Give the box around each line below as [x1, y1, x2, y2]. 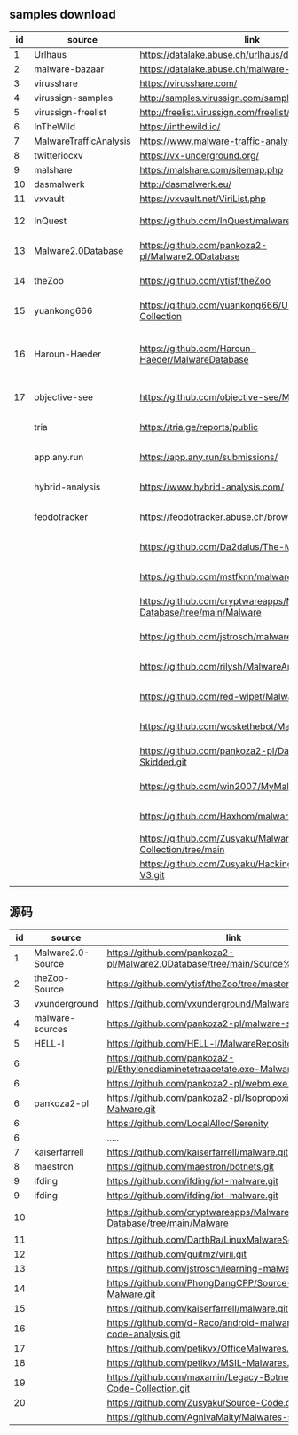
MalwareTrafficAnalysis [34, 135, 131, 147]
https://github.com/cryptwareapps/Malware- [106, 1205, 295, 1218]
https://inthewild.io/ [139, 120, 221, 132]
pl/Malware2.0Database [139, 250, 240, 263]
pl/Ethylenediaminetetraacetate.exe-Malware [106, 1063, 296, 1075]
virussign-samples [34, 91, 114, 104]
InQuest [34, 215, 67, 227]
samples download [9, 7, 117, 22]
